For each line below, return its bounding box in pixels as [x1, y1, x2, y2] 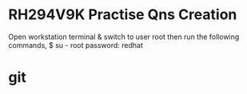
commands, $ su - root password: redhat [8, 40, 144, 49]
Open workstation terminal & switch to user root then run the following [8, 32, 240, 41]
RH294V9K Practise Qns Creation [8, 6, 237, 24]
